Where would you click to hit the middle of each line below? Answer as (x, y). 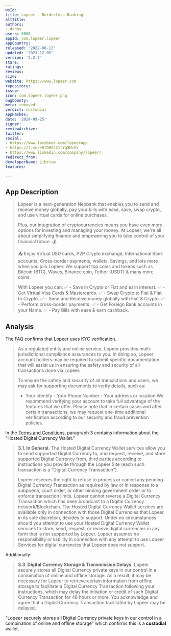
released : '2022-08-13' (31, 48)
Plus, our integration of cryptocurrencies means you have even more (90, 225)
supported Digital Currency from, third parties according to (80, 459)
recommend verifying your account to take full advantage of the (93, 401)
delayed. (27, 608)
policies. (34, 423)
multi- (146, 349)
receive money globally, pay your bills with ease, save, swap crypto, (89, 209)
